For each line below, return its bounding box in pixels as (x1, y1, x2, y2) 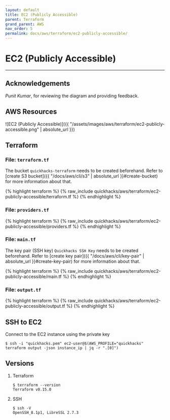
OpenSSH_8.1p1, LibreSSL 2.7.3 (12, 410, 79, 415)
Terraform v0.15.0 (12, 387, 52, 392)
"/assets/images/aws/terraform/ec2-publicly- (70, 121, 165, 127)
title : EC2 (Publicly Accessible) (5, 12, 78, 17)
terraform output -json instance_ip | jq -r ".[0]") (5, 345, 119, 351)
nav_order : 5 (5, 26, 33, 31)
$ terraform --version (12, 382, 61, 388)
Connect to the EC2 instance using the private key (5, 331, 110, 337)
